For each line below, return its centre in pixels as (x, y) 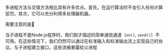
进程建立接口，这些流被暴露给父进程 (60, 47)
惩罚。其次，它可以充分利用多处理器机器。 (49, 13)
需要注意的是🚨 (20, 24)
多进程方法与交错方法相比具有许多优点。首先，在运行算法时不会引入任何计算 (84, 7)
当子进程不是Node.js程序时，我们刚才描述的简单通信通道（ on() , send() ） (80, 35)
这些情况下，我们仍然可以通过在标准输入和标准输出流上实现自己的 (90, 41)
